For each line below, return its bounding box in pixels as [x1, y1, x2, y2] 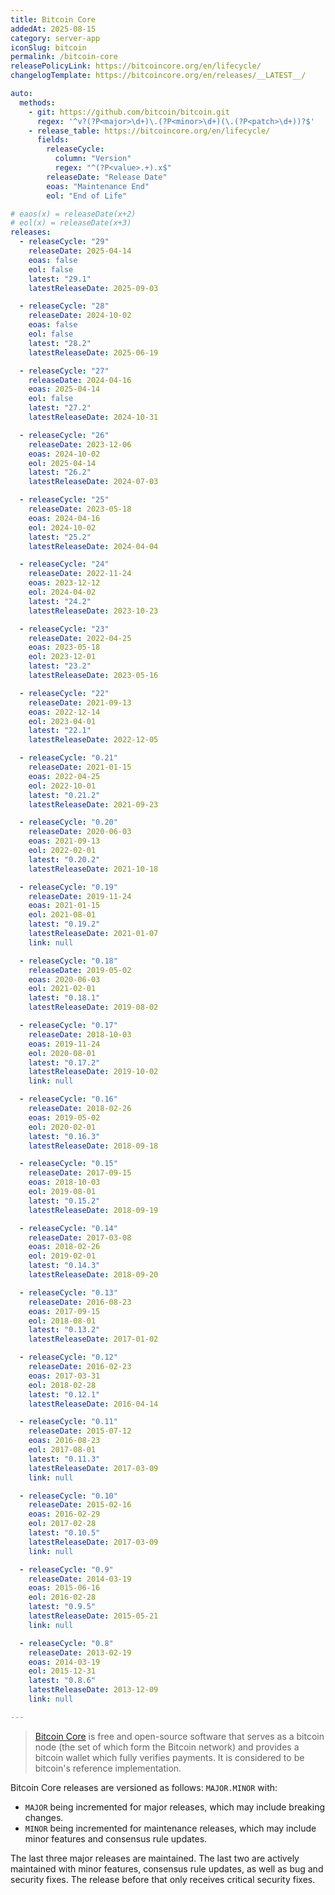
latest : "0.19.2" [28, 919, 101, 930]
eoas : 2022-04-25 [28, 771, 101, 781]
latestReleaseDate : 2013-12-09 [28, 1685, 159, 1695]
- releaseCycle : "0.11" [19, 1417, 118, 1427]
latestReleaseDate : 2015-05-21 [28, 1611, 159, 1621]
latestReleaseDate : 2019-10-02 [28, 1067, 159, 1077]
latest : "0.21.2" [28, 790, 101, 800]
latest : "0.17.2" [28, 1057, 101, 1068]
